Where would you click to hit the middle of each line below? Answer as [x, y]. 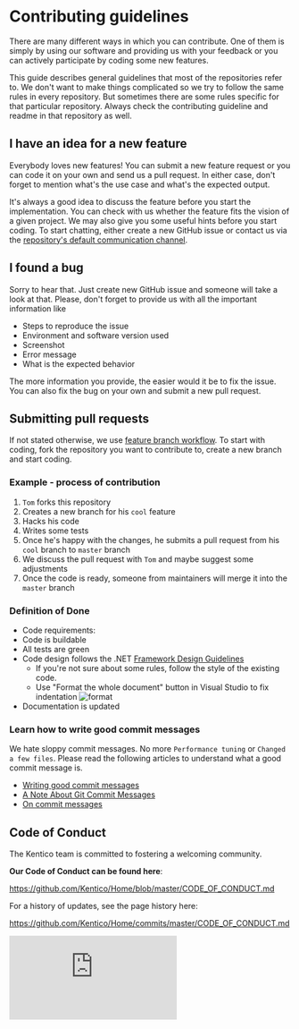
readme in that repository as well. [71, 115]
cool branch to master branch [76, 549]
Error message [50, 354]
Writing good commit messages [81, 786]
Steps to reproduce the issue [75, 326]
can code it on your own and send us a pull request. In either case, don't [142, 174]
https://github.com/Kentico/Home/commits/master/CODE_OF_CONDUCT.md [149, 923]
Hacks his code [51, 521]
